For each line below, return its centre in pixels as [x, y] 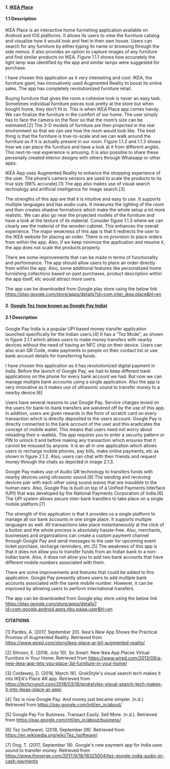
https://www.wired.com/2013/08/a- [125, 658]
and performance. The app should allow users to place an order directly [80, 263]
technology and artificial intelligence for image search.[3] [65, 189]
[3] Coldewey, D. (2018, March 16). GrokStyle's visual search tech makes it [83, 673]
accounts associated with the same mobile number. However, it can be [79, 583]
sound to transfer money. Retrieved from [48, 750]
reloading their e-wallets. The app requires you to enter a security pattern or [85, 435]
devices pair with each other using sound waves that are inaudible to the [81, 482]
